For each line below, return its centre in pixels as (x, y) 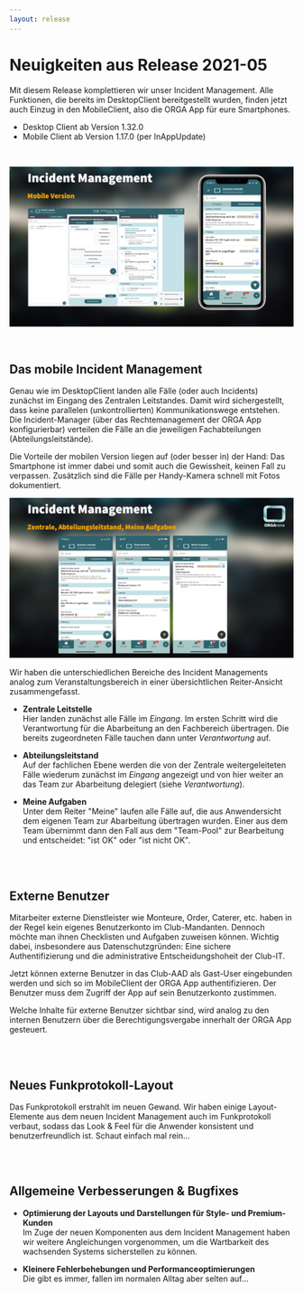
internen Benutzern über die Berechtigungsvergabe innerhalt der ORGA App (151, 1020)
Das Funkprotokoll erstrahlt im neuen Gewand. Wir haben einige (128, 1107)
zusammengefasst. (45, 692)
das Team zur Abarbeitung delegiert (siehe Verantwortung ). (133, 784)
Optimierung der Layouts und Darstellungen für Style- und (134, 1213)
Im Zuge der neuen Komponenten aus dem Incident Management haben (156, 1232)
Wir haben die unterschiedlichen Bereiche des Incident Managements (139, 673)
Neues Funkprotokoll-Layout (92, 1085)
